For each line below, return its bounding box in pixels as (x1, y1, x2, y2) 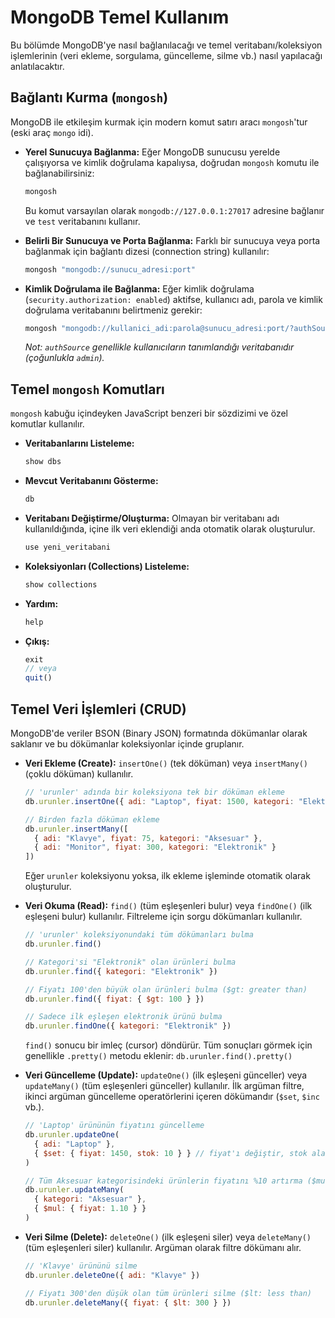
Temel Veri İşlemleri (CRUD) (10, 701, 187, 718)
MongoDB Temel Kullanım (10, 6, 230, 29)
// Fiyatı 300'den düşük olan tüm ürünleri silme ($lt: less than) (24, 1288, 312, 1298)
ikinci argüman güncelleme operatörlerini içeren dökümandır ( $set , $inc (24, 1091, 320, 1103)
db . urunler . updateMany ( (24, 1185, 125, 1195)
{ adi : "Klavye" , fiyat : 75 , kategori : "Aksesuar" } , (34, 833, 263, 843)
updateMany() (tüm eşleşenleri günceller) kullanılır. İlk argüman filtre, (24, 1080, 305, 1092)
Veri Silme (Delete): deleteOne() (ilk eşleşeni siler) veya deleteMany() (24, 1231, 312, 1243)
